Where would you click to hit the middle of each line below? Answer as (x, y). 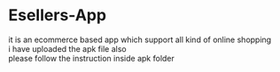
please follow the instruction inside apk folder (91, 58)
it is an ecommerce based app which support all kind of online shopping (140, 40)
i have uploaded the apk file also (67, 48)
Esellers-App (58, 15)
